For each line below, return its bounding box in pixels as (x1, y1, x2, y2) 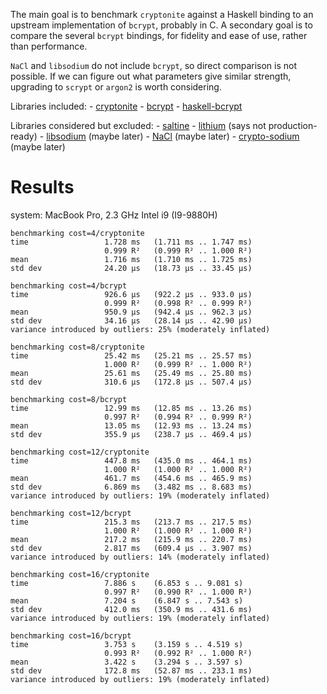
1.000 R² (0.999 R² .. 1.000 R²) (104, 359, 253, 369)
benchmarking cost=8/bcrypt (10, 394, 128, 404)
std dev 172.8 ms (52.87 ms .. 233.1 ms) (10, 665, 253, 676)
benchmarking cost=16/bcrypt (10, 630, 132, 641)
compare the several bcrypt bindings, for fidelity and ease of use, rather (10, 30, 308, 41)
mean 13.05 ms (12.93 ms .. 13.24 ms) (10, 420, 253, 431)
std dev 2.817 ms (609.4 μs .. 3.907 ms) (10, 543, 253, 553)
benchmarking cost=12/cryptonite (10, 447, 150, 457)
